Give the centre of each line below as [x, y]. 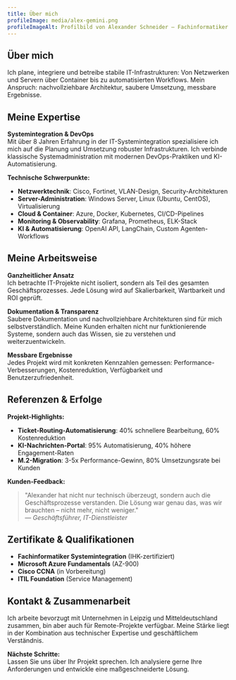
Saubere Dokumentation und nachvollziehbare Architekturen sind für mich [115, 319]
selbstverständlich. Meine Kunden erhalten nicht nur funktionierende [107, 326]
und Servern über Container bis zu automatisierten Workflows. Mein [106, 80]
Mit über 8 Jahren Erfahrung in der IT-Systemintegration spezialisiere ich [113, 141]
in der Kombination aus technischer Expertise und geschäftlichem [103, 633]
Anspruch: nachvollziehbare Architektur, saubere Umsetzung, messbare [112, 87]
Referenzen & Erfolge [55, 400]
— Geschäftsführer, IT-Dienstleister [76, 517]
